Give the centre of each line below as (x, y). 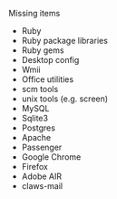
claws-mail (42, 186)
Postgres (39, 128)
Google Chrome (51, 157)
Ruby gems (43, 50)
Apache (36, 137)
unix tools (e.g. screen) (65, 99)
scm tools (40, 89)
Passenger (42, 147)
